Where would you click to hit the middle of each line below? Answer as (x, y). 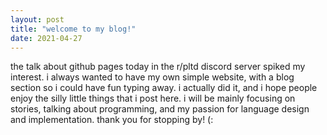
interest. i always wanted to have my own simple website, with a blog (152, 77)
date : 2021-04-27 (46, 38)
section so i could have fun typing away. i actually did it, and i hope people (164, 88)
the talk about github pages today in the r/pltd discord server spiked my (158, 67)
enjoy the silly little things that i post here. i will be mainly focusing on (153, 98)
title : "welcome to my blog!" (73, 29)
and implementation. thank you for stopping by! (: (112, 120)
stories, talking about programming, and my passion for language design (160, 109)
